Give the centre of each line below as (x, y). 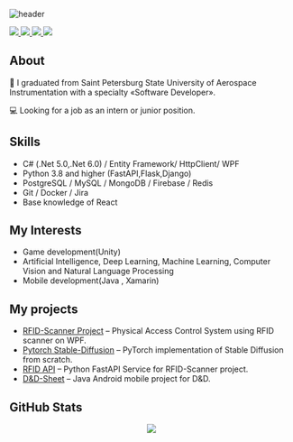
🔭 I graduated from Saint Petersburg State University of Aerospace (133, 82)
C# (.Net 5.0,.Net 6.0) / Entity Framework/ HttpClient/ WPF (131, 163)
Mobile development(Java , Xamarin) (91, 281)
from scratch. (47, 360)
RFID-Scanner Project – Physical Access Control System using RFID (148, 331)
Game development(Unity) (72, 252)
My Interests (46, 230)
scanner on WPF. (55, 341)
